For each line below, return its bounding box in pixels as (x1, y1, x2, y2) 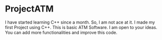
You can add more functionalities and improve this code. (5, 29, 118, 35)
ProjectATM (5, 3, 54, 14)
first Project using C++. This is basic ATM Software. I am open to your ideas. (5, 24, 158, 30)
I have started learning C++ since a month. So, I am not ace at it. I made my (5, 19, 155, 25)
